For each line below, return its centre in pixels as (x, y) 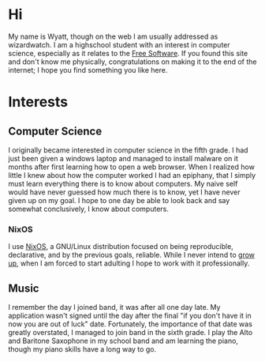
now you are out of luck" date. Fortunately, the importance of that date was (130, 324)
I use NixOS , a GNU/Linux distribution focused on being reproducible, (121, 247)
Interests (38, 102)
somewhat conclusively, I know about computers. (89, 209)
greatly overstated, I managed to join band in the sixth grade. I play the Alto (131, 333)
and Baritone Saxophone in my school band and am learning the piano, (123, 341)
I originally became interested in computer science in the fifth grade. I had (128, 150)
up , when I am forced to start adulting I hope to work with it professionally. (129, 263)
